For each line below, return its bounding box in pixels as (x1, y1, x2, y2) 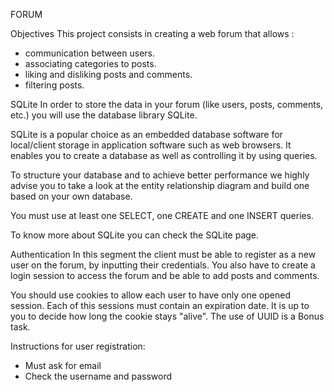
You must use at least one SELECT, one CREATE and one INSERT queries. (10, 210, 315, 221)
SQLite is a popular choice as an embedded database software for (10, 129, 283, 140)
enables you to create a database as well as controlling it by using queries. (10, 150, 318, 161)
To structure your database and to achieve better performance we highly (10, 169, 310, 181)
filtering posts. (24, 79, 85, 91)
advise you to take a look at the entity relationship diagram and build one (10, 180, 310, 191)
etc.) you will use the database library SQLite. (10, 109, 198, 121)
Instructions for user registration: (10, 340, 146, 352)
